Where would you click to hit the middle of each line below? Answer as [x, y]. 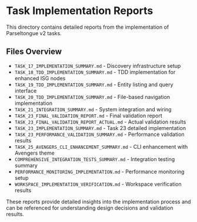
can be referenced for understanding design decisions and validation [90, 208]
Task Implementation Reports [80, 11]
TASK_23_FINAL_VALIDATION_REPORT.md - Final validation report [89, 115]
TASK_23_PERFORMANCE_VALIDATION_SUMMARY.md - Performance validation [99, 134]
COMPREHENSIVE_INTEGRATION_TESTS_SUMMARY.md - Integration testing [95, 159]
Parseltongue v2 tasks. [34, 33]
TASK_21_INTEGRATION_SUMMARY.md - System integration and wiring [93, 109]
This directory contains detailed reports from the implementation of [88, 27]
